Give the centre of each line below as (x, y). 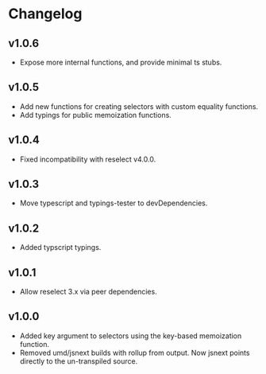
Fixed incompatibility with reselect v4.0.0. (88, 159)
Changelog (45, 14)
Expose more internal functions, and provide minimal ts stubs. (121, 62)
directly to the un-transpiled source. (79, 361)
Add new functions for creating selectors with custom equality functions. (139, 106)
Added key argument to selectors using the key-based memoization (131, 336)
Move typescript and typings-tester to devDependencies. (114, 203)
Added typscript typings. (60, 247)
